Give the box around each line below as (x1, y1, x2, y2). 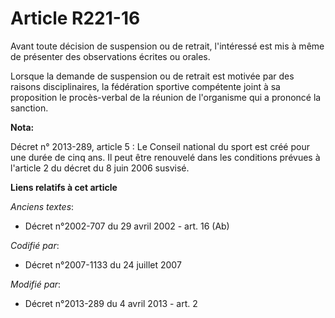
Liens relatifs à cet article (10, 181, 118, 193)
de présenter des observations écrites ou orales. (10, 50, 211, 62)
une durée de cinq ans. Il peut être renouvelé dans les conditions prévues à (10, 151, 321, 163)
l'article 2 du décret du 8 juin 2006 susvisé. (10, 162, 190, 174)
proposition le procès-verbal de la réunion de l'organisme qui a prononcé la (10, 91, 322, 103)
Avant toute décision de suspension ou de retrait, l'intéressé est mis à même (10, 40, 325, 52)
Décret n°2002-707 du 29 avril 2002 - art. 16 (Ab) (24, 220, 230, 232)
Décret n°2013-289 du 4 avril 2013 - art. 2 (24, 297, 198, 309)
